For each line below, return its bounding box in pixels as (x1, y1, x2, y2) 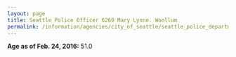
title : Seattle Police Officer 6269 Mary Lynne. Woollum (7, 17, 178, 24)
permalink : (7, 23, 39, 30)
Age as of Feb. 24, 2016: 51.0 (7, 42, 93, 51)
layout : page (7, 10, 46, 17)
